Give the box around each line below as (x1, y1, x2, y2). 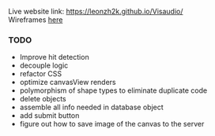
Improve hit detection (19, 53, 89, 62)
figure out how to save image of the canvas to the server (19, 119, 205, 129)
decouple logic (19, 61, 69, 70)
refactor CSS (19, 69, 62, 79)
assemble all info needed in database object (19, 102, 164, 112)
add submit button (19, 111, 80, 120)
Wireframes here (8, 15, 63, 24)
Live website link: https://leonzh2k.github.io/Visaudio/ (8, 7, 183, 16)
